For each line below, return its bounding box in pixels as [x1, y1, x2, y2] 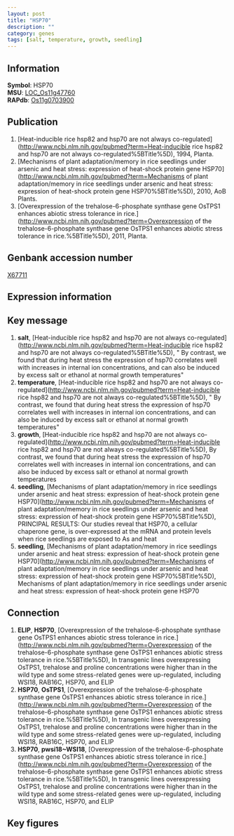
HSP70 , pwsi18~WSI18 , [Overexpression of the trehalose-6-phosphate [17, 745, 223, 753]
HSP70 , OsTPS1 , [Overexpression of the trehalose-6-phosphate [17, 685, 202, 694]
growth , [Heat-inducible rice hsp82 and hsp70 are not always [17, 430, 196, 438]
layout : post [7, 10, 46, 18]
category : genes [7, 29, 55, 37]
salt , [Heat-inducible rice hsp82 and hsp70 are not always [17, 333, 186, 342]
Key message [7, 315, 68, 327]
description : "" [7, 23, 55, 30]
